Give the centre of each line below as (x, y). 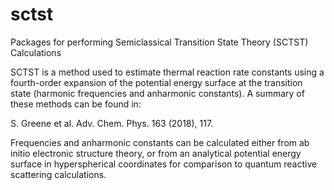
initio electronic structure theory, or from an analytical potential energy (156, 153)
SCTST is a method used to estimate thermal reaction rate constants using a (167, 72)
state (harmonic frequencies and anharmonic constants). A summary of (157, 93)
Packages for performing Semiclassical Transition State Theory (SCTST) (159, 42)
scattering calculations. (58, 174)
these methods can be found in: (76, 104)
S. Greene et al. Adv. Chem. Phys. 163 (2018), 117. (112, 123)
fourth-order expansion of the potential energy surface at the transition (156, 82)
